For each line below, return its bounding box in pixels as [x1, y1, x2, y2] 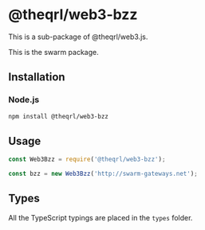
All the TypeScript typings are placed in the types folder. [8, 212, 193, 222]
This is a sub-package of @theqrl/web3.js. [8, 32, 148, 41]
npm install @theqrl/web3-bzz [8, 112, 109, 120]
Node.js [8, 94, 40, 105]
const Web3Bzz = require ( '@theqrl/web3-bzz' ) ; [8, 155, 166, 164]
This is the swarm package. [8, 47, 100, 57]
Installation [8, 70, 65, 84]
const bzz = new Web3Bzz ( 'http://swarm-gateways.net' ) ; [8, 170, 198, 178]
